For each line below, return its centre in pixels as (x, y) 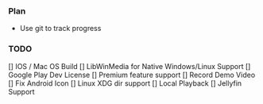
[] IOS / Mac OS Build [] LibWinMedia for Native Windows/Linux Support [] (130, 66)
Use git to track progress (60, 29)
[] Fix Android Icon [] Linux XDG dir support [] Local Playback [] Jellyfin (125, 83)
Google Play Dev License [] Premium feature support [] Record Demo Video (132, 75)
